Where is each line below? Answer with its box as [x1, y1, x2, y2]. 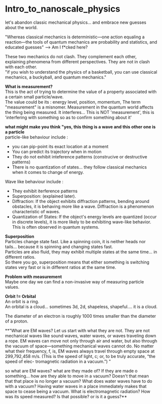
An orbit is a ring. [5, 298, 40, 304]
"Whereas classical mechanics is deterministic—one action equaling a [5, 34, 145, 40]
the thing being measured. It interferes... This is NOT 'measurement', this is [5, 109, 155, 115]
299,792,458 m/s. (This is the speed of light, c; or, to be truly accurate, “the [5, 353, 156, 359]
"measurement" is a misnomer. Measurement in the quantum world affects [5, 104, 154, 110]
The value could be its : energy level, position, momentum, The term [5, 99, 141, 105]
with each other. [5, 64, 37, 70]
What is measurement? [5, 83, 53, 89]
